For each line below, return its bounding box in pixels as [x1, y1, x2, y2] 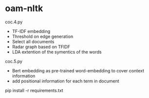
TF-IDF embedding [12, 28, 51, 34]
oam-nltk [5, 3, 43, 14]
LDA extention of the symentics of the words [12, 49, 102, 55]
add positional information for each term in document [12, 78, 119, 84]
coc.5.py [5, 58, 23, 64]
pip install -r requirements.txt [5, 87, 63, 93]
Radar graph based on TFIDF [12, 44, 71, 49]
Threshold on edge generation [12, 33, 74, 39]
